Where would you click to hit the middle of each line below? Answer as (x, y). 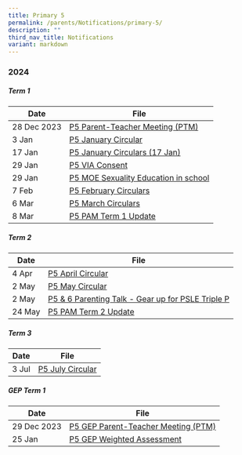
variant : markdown (38, 45)
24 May (26, 311)
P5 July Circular (67, 369)
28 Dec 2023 (37, 127)
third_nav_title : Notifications (61, 37)
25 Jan (25, 439)
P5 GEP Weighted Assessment (125, 439)
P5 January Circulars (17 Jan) (125, 152)
